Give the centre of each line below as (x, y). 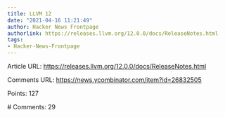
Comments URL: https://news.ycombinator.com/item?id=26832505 (104, 80)
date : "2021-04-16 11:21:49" (50, 20)
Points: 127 (23, 93)
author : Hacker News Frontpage (53, 27)
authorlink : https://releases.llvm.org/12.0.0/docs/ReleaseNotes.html (113, 33)
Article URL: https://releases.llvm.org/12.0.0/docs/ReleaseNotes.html (107, 66)
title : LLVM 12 (30, 14)
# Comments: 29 (32, 107)
